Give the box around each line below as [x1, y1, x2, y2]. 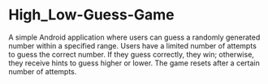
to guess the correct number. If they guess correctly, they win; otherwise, [8, 49, 254, 59]
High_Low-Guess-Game [8, 6, 175, 24]
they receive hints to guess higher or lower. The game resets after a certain [8, 58, 260, 68]
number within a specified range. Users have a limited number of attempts [8, 40, 257, 50]
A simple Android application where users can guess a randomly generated [8, 32, 261, 42]
